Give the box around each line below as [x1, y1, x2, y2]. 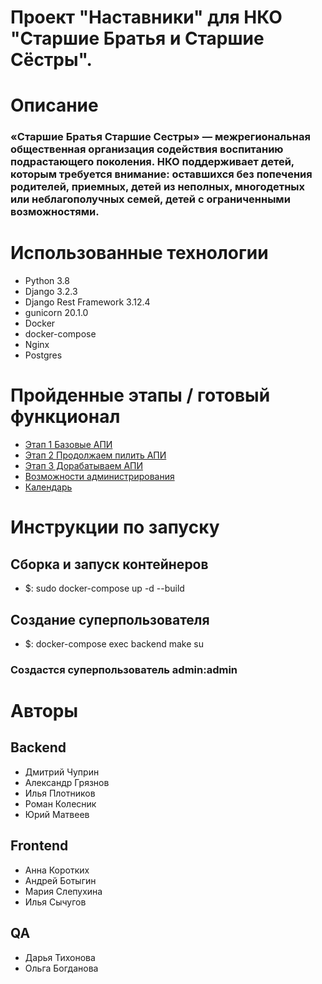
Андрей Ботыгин [24, 874, 97, 886]
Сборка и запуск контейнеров [10, 556, 209, 573]
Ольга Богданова [24, 962, 99, 974]
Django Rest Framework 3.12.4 [24, 296, 151, 308]
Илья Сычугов [24, 896, 87, 908]
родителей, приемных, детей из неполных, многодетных [10, 180, 306, 194]
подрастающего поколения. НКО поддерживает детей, [10, 155, 295, 169]
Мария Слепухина [24, 885, 103, 897]
